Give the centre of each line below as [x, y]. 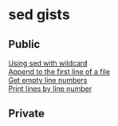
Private [27, 114]
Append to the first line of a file [59, 72]
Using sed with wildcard [48, 63]
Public [24, 44]
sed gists [39, 15]
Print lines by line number [50, 89]
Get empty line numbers [48, 80]
